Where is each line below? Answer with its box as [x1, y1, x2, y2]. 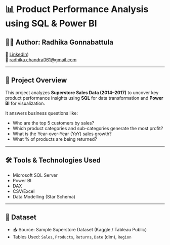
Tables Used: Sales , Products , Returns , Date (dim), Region [12, 234, 132, 240]
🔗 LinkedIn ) [5, 51, 29, 57]
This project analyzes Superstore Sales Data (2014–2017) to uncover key [5, 89, 159, 96]
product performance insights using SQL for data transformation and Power [5, 95, 163, 101]
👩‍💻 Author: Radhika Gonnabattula [5, 38, 114, 47]
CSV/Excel [12, 188, 35, 194]
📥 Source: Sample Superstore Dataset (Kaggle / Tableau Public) [12, 227, 147, 233]
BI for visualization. [5, 100, 46, 106]
